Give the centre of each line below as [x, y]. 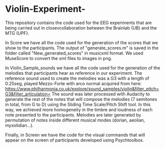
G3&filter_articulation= [28, 94]
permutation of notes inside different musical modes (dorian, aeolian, [75, 120]
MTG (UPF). [17, 33]
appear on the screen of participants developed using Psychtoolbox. [75, 140]
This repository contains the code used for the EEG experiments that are [78, 23]
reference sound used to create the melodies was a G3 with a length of [77, 78]
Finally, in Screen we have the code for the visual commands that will [75, 135]
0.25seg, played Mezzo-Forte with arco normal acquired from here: [73, 83]
